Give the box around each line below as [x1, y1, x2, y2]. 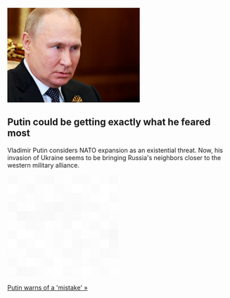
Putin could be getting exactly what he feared [7, 116, 211, 128]
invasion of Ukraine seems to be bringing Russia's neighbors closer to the [7, 153, 222, 162]
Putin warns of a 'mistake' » [7, 283, 88, 292]
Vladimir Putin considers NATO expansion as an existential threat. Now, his [7, 146, 224, 154]
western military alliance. [7, 161, 79, 169]
